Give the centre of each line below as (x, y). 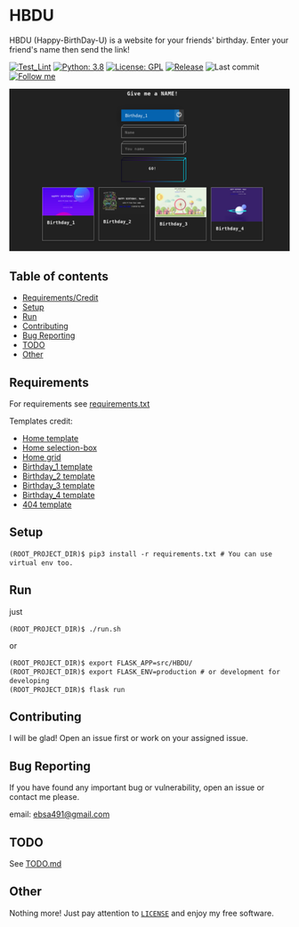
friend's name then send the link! (70, 49)
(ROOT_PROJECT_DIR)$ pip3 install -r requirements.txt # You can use (141, 554)
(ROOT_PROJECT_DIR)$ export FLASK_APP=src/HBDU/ (101, 663)
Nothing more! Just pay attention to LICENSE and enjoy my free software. (141, 913)
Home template (50, 438)
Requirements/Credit (60, 298)
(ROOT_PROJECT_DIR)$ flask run (67, 689)
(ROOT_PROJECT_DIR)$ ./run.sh (65, 629)
